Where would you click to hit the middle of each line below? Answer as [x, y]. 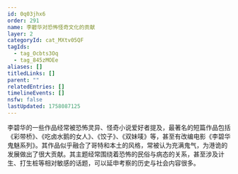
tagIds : [19, 47]
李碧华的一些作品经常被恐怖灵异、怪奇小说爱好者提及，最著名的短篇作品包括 [119, 127]
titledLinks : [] [31, 73]
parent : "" [23, 80]
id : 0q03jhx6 [27, 14]
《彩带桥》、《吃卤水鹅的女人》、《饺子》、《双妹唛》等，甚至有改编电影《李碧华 [119, 136]
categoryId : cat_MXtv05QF [45, 40]
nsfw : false [25, 100]
